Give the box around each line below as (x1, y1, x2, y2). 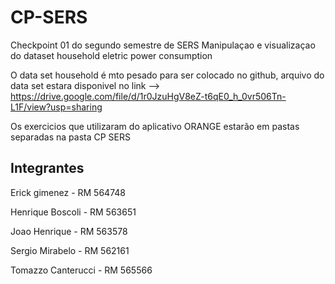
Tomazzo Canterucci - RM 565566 (10, 264, 153, 276)
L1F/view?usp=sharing (10, 101, 103, 113)
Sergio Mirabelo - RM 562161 (10, 244, 130, 256)
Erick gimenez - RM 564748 (10, 186, 126, 198)
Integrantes (10, 160, 85, 177)
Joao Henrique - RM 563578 (10, 225, 128, 237)
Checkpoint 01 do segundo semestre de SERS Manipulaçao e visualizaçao (10, 39, 316, 51)
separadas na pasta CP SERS (10, 131, 131, 143)
